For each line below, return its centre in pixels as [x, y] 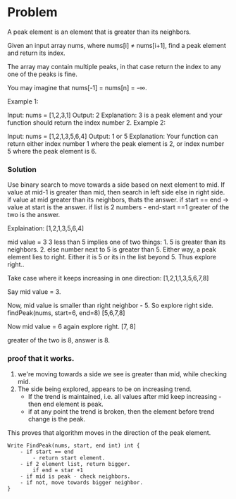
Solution [22, 169]
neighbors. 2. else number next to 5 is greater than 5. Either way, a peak [112, 249]
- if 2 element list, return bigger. [75, 464]
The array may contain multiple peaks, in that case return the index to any [114, 66]
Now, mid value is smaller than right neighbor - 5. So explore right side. [110, 306]
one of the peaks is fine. [42, 74]
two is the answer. [34, 215]
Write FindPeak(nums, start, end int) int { [74, 445]
